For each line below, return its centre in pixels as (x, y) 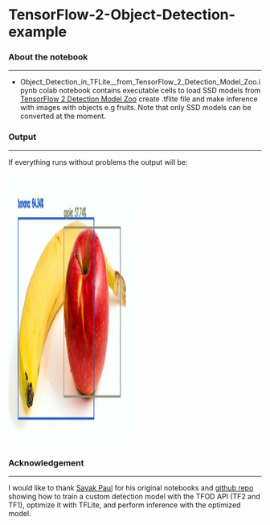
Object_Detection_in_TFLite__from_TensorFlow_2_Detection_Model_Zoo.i (140, 82)
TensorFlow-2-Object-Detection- (122, 15)
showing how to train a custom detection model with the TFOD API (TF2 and (135, 497)
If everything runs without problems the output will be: (98, 162)
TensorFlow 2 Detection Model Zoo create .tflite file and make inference (139, 99)
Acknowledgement (46, 462)
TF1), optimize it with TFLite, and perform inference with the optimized (125, 505)
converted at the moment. (63, 116)
